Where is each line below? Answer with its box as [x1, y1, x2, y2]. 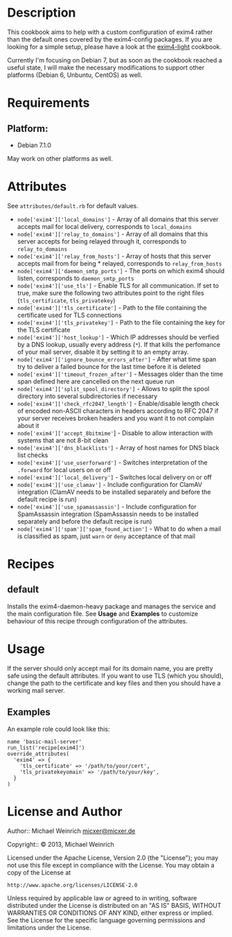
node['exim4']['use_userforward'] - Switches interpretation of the [17, 458, 208, 466]
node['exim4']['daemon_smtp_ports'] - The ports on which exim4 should [17, 266, 225, 275]
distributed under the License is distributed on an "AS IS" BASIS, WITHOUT [7, 901, 222, 909]
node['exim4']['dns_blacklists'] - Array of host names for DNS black [17, 443, 220, 452]
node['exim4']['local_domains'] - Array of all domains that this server [17, 215, 219, 223]
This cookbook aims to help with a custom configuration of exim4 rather [7, 28, 213, 36]
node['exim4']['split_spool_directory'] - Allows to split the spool [17, 384, 210, 393]
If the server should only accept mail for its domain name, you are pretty [7, 664, 213, 672]
